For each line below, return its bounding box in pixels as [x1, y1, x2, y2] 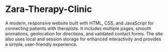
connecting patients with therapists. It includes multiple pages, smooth [5, 25, 151, 31]
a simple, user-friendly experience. [5, 41, 78, 47]
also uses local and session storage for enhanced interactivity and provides [5, 36, 161, 42]
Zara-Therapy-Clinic [5, 3, 92, 15]
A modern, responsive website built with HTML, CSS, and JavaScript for [5, 20, 154, 26]
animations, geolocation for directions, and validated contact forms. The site [5, 30, 163, 36]
